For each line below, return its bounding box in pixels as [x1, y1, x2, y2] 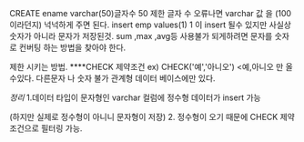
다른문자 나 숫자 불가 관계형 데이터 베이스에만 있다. [35, 73, 216, 84]
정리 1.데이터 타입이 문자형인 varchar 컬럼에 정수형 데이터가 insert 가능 [9, 92, 261, 103]
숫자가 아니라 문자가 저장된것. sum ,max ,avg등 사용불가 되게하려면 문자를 [9, 31, 273, 41]
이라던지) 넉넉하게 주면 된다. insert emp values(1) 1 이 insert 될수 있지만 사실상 [9, 19, 291, 30]
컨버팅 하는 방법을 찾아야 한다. [18, 42, 127, 53]
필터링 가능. [40, 123, 83, 134]
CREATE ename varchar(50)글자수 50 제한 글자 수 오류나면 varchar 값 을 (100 [9, 8, 292, 18]
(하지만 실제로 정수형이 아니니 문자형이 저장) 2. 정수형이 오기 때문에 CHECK [9, 112, 279, 122]
